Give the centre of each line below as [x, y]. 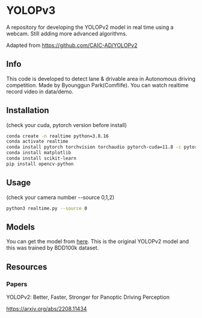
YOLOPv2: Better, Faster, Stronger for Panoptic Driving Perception [88, 297]
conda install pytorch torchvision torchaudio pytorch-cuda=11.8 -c [94, 147]
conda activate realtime [37, 142]
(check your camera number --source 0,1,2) [60, 197]
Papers [17, 284]
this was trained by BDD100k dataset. [53, 248]
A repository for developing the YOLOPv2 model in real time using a [90, 27]
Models [20, 227]
